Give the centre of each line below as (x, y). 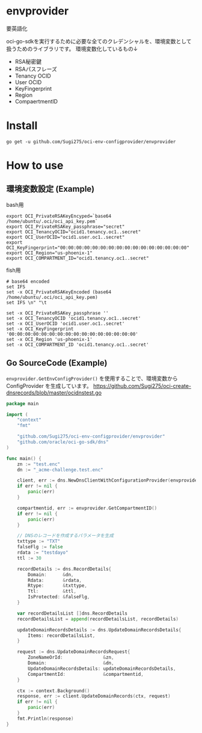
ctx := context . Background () (54, 691)
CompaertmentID (36, 101)
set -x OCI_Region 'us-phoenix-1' (50, 339)
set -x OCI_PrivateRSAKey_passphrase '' (58, 313)
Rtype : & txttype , (57, 586)
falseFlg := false (40, 547)
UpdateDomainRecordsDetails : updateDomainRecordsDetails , (102, 669)
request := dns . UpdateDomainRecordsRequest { (74, 652)
